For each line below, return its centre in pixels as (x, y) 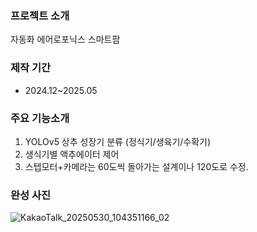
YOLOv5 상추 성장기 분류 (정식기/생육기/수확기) (118, 141)
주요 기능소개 (40, 118)
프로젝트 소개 (40, 15)
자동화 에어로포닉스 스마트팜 (65, 39)
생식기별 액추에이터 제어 (72, 154)
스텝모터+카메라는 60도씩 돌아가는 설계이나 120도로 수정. (136, 166)
